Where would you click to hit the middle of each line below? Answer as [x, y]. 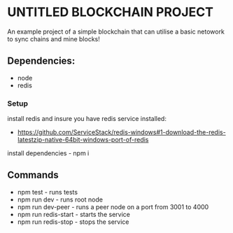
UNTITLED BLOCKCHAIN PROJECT [110, 12]
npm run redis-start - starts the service [74, 214]
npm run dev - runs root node [60, 199]
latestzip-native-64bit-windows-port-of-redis [83, 140]
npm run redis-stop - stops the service [73, 222]
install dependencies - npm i [48, 153]
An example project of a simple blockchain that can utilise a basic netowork [116, 31]
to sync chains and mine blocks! [54, 38]
